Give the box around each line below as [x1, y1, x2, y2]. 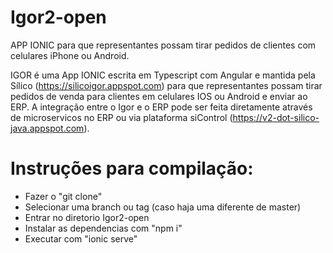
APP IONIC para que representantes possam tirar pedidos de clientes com [10, 39, 317, 51]
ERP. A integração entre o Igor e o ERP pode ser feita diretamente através [10, 101, 313, 113]
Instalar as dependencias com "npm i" [24, 222, 183, 234]
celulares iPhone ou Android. [10, 49, 130, 61]
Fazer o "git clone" [24, 190, 103, 202]
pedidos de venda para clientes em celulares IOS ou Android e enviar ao [10, 90, 308, 102]
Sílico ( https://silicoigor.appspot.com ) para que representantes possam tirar [10, 79, 323, 91]
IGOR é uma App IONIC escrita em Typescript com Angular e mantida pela [10, 69, 316, 81]
